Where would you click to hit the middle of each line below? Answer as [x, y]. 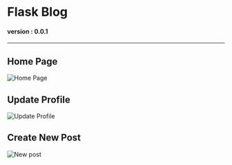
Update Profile [39, 99]
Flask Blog [37, 12]
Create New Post [44, 138]
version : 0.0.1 [28, 31]
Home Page [32, 62]
